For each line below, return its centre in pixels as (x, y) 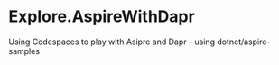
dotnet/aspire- (244, 42)
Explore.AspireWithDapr (102, 17)
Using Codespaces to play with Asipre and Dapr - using (112, 42)
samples (24, 51)
